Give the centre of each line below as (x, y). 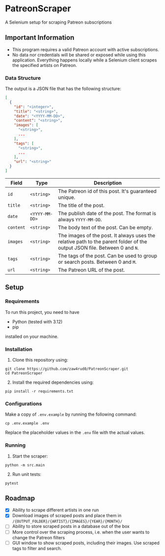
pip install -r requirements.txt (39, 391)
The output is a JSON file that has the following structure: (63, 89)
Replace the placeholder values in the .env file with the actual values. (75, 432)
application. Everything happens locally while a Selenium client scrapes (84, 60)
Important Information (40, 38)
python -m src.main (25, 465)
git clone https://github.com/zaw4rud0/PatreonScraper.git (67, 369)
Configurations (24, 403)
